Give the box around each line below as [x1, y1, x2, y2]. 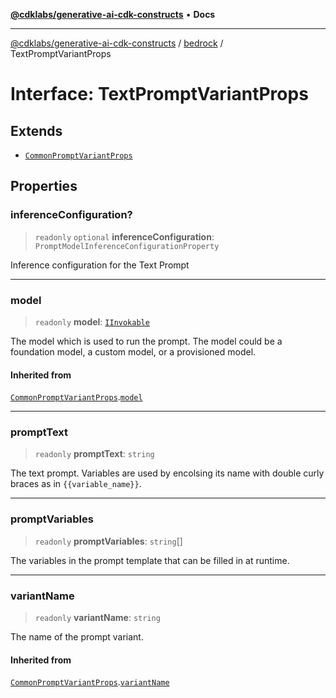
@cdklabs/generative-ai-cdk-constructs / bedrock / [10, 37, 224, 49]
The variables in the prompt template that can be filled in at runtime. [10, 554, 290, 566]
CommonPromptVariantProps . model [10, 391, 143, 403]
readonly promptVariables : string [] [34, 535, 183, 547]
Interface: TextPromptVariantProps [10, 83, 309, 106]
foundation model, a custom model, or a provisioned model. [10, 345, 257, 358]
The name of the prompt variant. [10, 631, 144, 643]
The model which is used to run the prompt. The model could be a [10, 335, 283, 347]
